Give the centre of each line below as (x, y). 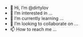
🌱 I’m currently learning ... (37, 18)
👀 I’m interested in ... (31, 13)
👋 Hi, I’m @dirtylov (29, 8)
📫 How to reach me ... (33, 29)
